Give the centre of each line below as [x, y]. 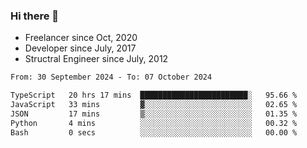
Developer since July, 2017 [80, 48]
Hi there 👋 [35, 16]
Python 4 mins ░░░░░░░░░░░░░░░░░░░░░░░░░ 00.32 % [154, 123]
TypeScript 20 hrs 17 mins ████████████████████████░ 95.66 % [154, 95]
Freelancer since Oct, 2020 [81, 38]
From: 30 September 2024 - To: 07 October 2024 [111, 77]
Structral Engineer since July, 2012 [96, 59]
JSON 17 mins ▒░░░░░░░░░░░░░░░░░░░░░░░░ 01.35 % [154, 114]
